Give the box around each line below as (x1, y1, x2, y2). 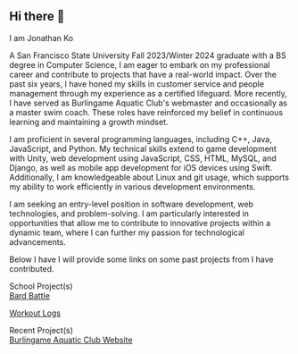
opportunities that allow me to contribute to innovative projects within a (9, 217, 271, 228)
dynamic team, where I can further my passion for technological (9, 227, 245, 238)
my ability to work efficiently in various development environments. (9, 181, 256, 192)
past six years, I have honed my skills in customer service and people (9, 78, 265, 89)
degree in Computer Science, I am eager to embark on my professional (9, 59, 270, 70)
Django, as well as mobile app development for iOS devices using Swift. (9, 162, 273, 173)
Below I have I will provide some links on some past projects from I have (9, 254, 274, 265)
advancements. (9, 236, 67, 247)
